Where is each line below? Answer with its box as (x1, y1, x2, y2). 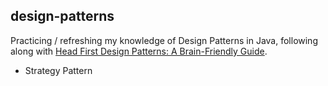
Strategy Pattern (24, 64, 93, 76)
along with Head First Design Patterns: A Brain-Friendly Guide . (10, 45, 268, 57)
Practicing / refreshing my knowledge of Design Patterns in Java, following (10, 34, 318, 46)
